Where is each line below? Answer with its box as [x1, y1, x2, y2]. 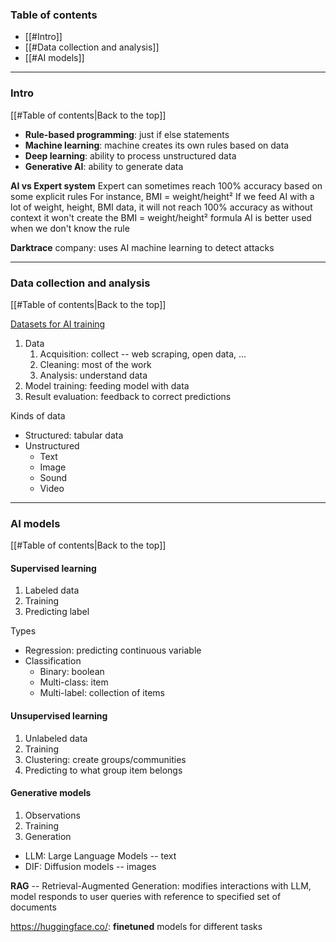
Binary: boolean [39, 666, 105, 678]
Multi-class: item [39, 676, 109, 688]
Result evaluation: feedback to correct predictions [24, 390, 232, 402]
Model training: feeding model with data [24, 379, 190, 392]
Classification [24, 655, 82, 667]
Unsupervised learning [10, 709, 108, 722]
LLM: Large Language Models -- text [24, 849, 177, 862]
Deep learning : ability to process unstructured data [24, 149, 237, 162]
